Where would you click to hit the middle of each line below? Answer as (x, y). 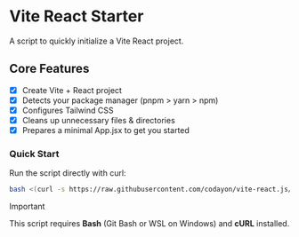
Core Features (49, 69)
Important (27, 207)
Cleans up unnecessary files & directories (98, 120)
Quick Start (34, 154)
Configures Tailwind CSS (68, 110)
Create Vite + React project (72, 90)
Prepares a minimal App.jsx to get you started (105, 130)
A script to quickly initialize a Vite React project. (97, 41)
